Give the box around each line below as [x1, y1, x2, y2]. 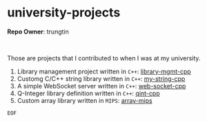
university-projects [7, 5, 121, 21]
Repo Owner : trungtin [7, 27, 69, 36]
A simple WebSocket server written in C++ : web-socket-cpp [17, 82, 186, 90]
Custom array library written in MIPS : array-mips [17, 96, 153, 104]
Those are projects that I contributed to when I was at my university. [7, 53, 201, 62]
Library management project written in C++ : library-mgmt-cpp [17, 67, 191, 75]
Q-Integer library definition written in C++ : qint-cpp [17, 89, 160, 97]
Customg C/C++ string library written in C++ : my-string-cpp [17, 74, 186, 83]
